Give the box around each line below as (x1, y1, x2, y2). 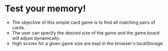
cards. (12, 24, 26, 30)
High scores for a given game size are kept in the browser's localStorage (12, 40, 163, 46)
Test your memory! (5, 3, 86, 14)
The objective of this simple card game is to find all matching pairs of (12, 19, 155, 25)
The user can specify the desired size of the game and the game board (12, 30, 159, 36)
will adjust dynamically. (12, 35, 60, 41)
